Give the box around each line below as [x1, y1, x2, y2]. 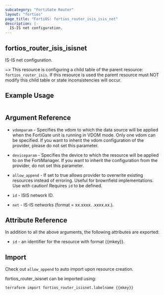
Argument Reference [5, 114, 71, 122]
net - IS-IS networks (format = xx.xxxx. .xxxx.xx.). [12, 202, 114, 208]
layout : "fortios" [5, 12, 43, 17]
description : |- [5, 21, 39, 26]
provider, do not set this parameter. [12, 163, 84, 169]
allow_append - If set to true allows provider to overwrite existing [12, 172, 143, 178]
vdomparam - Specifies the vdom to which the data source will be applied [12, 126, 159, 132]
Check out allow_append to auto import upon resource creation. [5, 266, 134, 272]
